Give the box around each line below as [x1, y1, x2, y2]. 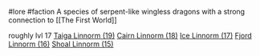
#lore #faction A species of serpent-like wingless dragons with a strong [8, 7, 246, 16]
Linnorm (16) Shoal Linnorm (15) [8, 39, 114, 49]
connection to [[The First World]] [8, 15, 118, 25]
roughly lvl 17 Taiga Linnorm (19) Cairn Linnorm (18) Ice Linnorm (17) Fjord [8, 31, 253, 40]
